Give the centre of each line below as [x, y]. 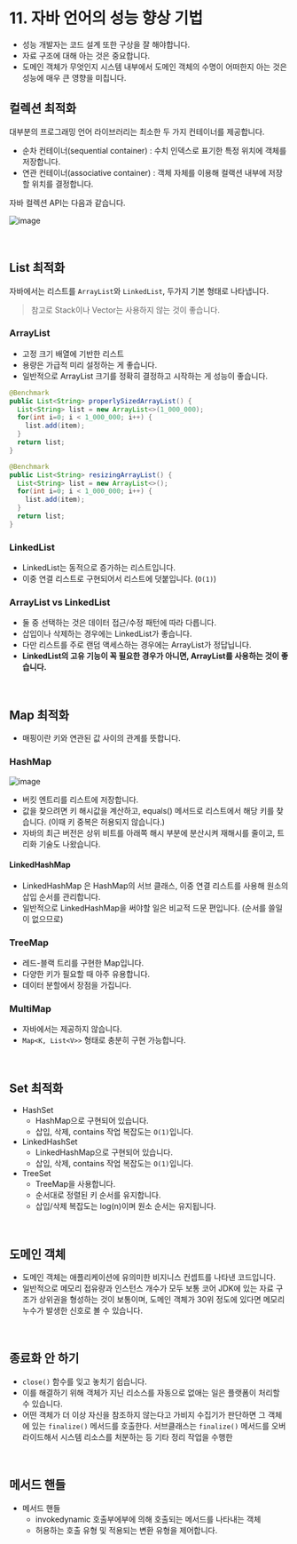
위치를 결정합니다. [63, 184]
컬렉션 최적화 [43, 109]
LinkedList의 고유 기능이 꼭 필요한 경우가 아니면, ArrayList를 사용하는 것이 [150, 656]
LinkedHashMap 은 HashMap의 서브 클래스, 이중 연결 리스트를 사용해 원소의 [155, 886]
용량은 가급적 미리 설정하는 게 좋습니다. [90, 364]
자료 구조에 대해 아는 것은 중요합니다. [86, 55]
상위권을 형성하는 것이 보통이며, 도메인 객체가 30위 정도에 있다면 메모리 [162, 1299]
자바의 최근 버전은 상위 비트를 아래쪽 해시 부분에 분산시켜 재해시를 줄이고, [148, 832]
